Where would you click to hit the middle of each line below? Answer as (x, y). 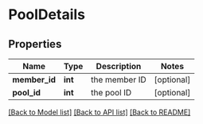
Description (119, 66)
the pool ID (111, 93)
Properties (35, 44)
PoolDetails (47, 15)
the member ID (119, 79)
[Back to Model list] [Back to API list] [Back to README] (100, 112)
